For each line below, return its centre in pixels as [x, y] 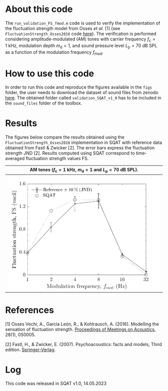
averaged [15, 158]
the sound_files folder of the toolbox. [44, 103]
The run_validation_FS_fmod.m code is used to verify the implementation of [83, 23]
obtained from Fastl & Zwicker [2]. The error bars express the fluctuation [80, 148]
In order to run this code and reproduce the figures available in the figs [79, 87]
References [29, 310]
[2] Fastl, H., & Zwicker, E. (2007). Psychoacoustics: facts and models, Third [83, 344]
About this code [39, 9]
